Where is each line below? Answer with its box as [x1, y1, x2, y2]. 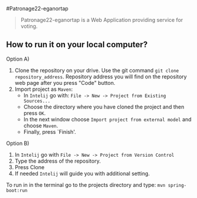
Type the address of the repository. [14, 157, 101, 164]
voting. [20, 23, 38, 29]
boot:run [6, 187, 28, 193]
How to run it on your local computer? [6, 39, 148, 49]
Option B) [6, 140, 30, 147]
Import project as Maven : [14, 85, 73, 93]
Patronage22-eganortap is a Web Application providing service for [20, 16, 183, 23]
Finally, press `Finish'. [23, 128, 76, 135]
